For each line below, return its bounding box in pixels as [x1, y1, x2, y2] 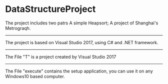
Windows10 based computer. [5, 73, 65, 79]
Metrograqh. [5, 25, 31, 31]
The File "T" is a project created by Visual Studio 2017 [5, 54, 116, 60]
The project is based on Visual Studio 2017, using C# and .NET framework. [5, 39, 158, 45]
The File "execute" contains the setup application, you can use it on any [5, 68, 153, 74]
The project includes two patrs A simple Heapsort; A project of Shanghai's [5, 20, 158, 26]
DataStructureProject [5, 3, 96, 15]
